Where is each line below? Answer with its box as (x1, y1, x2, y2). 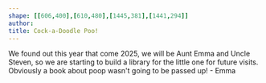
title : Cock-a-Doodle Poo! (8, 27, 99, 35)
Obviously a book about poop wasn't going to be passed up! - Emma (8, 66, 236, 76)
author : (8, 19, 35, 27)
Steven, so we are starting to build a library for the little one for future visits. (8, 57, 259, 67)
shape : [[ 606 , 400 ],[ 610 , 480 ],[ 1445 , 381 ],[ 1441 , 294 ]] (8, 11, 189, 20)
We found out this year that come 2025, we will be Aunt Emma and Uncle (8, 49, 251, 59)
